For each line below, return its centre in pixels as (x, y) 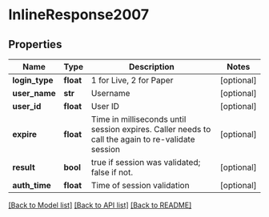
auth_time (32, 185)
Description (152, 67)
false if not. (112, 172)
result (24, 167)
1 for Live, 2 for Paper (132, 80)
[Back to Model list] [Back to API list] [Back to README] (100, 205)
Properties (35, 44)
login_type (33, 80)
